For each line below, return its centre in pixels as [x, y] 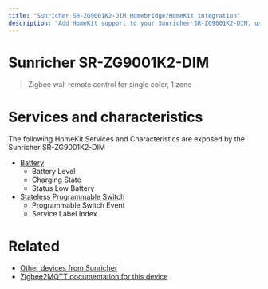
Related [34, 246]
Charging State [56, 180]
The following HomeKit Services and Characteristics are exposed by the [127, 139]
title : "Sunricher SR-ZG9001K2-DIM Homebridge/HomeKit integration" [124, 16]
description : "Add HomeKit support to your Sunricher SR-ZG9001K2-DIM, [130, 23]
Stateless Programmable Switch [72, 197]
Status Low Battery [63, 188]
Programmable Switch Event [78, 205]
